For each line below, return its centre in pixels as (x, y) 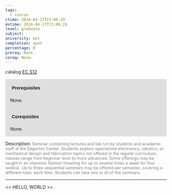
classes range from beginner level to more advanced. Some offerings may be (80, 159)
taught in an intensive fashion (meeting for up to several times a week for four (80, 163)
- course (19, 15)
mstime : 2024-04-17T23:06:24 (36, 24)
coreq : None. (19, 57)
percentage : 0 (20, 48)
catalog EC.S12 (21, 72)
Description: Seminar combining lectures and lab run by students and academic (83, 144)
